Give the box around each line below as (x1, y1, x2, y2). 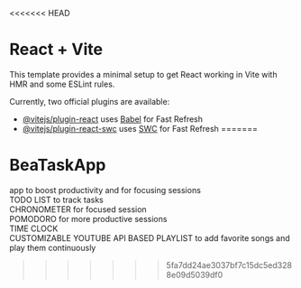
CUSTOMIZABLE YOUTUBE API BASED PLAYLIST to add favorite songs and (9, 232, 290, 243)
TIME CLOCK (9, 223, 59, 234)
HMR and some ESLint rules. (9, 79, 115, 89)
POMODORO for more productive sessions (9, 213, 168, 224)
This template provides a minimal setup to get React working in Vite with (9, 69, 278, 79)
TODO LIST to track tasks (9, 194, 104, 205)
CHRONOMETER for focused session (9, 203, 147, 215)
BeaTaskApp (9, 155, 106, 175)
